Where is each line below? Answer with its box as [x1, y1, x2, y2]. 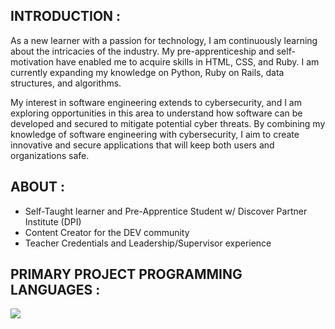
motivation [10, 55, 54, 68]
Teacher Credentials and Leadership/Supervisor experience [24, 237, 272, 249]
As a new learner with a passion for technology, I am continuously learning [10, 34, 318, 46]
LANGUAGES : [10, 282, 101, 299]
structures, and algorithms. [10, 77, 122, 89]
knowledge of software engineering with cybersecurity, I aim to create [10, 128, 300, 140]
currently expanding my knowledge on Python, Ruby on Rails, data [10, 66, 285, 78]
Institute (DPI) [24, 215, 82, 228]
